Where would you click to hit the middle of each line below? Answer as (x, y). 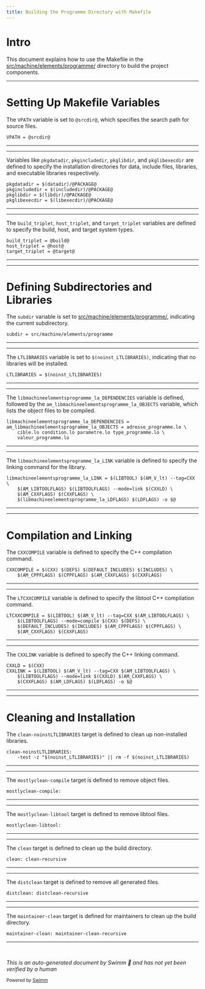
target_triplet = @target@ (41, 251)
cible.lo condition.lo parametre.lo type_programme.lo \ (91, 432)
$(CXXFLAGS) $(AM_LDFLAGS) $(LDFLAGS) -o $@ (75, 682)
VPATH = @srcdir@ (28, 137)
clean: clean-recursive (37, 859)
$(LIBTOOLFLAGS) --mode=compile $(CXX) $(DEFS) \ (82, 621)
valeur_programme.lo (43, 438)
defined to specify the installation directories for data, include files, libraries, (102, 166)
